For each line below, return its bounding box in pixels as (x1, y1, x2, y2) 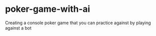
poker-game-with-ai (5, 3, 90, 15)
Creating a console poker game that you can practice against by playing (5, 20, 151, 26)
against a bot (5, 25, 32, 31)
